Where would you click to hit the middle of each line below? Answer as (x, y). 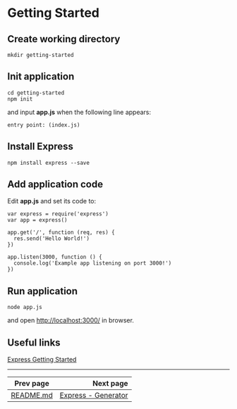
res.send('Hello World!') (52, 239)
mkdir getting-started (41, 55)
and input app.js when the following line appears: (79, 112)
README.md (32, 396)
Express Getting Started (42, 360)
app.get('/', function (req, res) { (61, 233)
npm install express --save (49, 163)
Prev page (31, 384)
